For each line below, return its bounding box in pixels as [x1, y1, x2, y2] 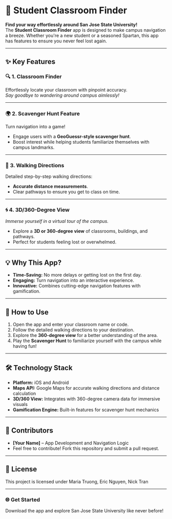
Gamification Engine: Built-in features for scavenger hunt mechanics [12, 407, 159, 413]
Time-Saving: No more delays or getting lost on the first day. [12, 272, 142, 278]
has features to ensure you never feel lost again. [5, 38, 107, 44]
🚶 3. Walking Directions [5, 162, 64, 169]
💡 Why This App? [5, 258, 62, 267]
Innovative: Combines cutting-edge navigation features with [12, 283, 141, 289]
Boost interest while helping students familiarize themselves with [12, 139, 149, 145]
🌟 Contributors [5, 426, 54, 435]
